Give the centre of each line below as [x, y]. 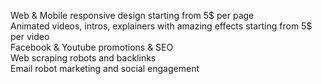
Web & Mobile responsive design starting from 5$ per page [132, 15]
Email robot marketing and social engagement [105, 68]
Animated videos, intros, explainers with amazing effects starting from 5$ [161, 26]
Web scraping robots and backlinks [83, 58]
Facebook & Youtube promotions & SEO [92, 47]
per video [30, 36]
